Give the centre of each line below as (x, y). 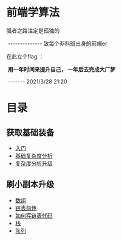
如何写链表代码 (34, 215)
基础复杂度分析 (34, 155)
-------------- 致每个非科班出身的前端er (57, 43)
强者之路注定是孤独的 (33, 30)
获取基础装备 (30, 132)
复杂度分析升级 (34, 163)
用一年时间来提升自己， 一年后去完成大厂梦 (62, 69)
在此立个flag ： (25, 56)
